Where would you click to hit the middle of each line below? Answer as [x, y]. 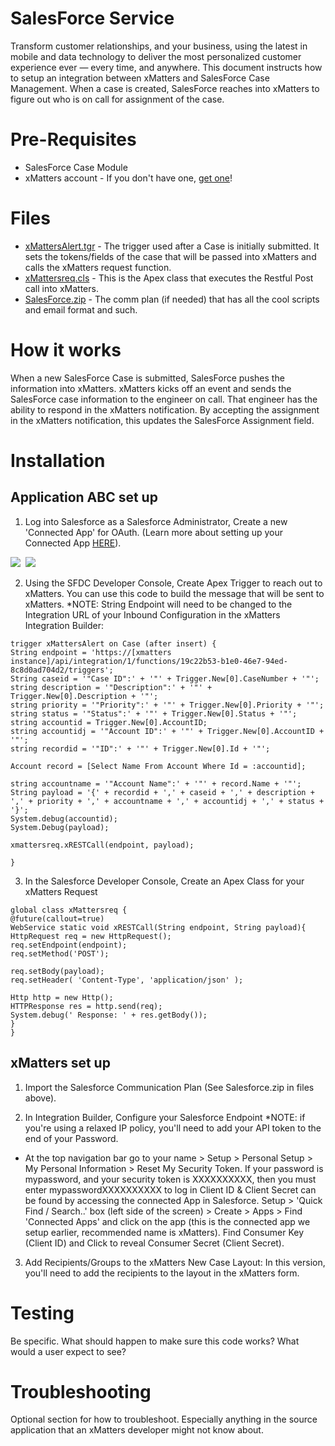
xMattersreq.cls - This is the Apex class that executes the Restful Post [169, 278]
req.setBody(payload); [57, 971]
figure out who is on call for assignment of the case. [117, 99]
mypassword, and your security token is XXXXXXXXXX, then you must [170, 1179]
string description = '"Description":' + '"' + [111, 687]
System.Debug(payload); [60, 827]
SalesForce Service [92, 18]
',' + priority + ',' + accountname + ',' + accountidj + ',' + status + [167, 801]
